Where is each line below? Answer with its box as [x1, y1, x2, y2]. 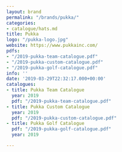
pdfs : [6, 48, 20, 54]
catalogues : [6, 82, 36, 88]
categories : [6, 20, 36, 26]
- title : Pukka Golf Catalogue [6, 121, 85, 127]
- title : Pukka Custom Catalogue [6, 103, 90, 110]
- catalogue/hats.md [6, 25, 58, 32]
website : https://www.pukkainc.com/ [6, 43, 98, 49]
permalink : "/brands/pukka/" [6, 14, 79, 20]
